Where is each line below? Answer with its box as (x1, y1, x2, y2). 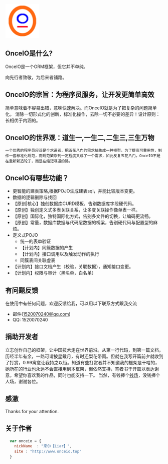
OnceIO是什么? (5, 49, 53, 58)
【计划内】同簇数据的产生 (20, 245, 73, 251)
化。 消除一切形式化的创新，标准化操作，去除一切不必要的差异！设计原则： (5, 111, 160, 117)
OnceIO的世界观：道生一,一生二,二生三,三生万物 (5, 134, 154, 142)
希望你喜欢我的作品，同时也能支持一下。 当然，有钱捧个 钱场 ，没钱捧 (14, 372, 156, 378)
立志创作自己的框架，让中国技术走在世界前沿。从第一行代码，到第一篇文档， (5, 347, 163, 353)
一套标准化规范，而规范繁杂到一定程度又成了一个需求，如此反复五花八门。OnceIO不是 (9, 153, 160, 159)
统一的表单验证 (20, 238, 51, 244)
